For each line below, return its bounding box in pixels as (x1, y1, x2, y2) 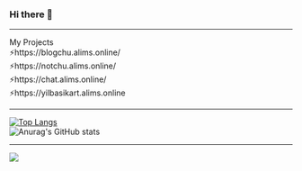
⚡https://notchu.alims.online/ (9, 60, 117, 71)
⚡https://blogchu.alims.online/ (9, 47, 121, 58)
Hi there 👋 (9, 8, 54, 21)
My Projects (9, 37, 54, 48)
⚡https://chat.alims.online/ (9, 74, 107, 85)
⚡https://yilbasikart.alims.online (9, 87, 126, 98)
